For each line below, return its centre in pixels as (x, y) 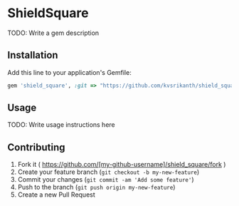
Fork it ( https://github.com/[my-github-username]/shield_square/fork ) (122, 165)
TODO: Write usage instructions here (61, 125)
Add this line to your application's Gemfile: (69, 72)
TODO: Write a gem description (53, 33)
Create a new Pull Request (57, 195)
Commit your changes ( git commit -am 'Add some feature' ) (106, 180)
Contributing (36, 147)
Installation (33, 55)
